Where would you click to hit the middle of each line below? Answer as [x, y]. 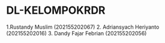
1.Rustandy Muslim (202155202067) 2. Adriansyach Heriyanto [83, 27]
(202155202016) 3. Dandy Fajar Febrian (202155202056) [76, 33]
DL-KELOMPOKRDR [56, 10]
